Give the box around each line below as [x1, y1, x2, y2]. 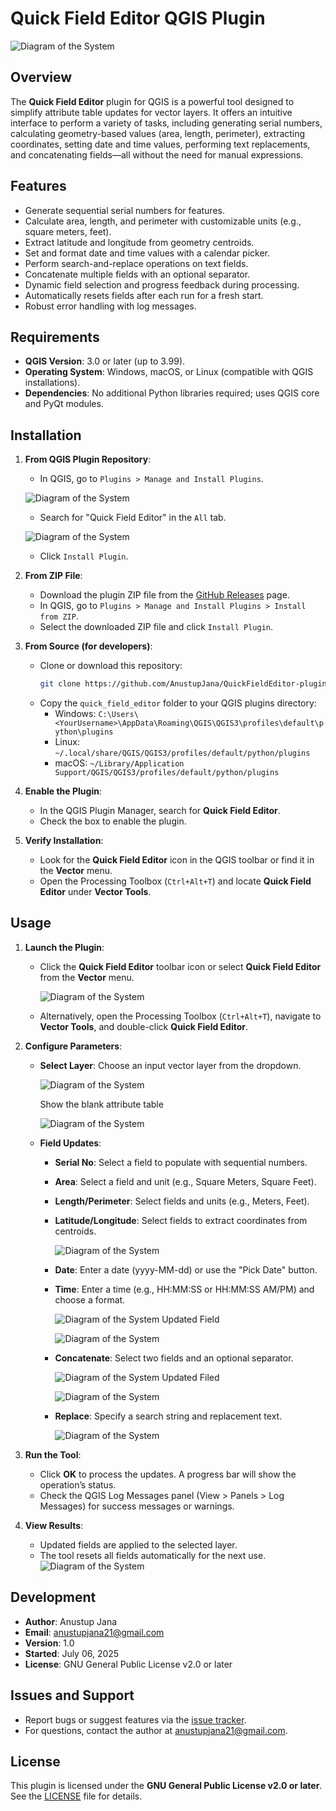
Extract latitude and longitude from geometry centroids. [24, 236, 255, 248]
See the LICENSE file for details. [10, 1790, 143, 1802]
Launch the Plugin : [24, 941, 105, 953]
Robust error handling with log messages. [24, 300, 197, 312]
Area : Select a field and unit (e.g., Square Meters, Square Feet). [54, 1175, 317, 1187]
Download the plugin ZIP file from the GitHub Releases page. [39, 589, 290, 601]
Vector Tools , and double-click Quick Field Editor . [39, 1020, 249, 1032]
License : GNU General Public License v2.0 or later [24, 1658, 233, 1670]
